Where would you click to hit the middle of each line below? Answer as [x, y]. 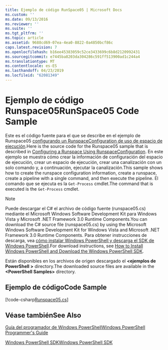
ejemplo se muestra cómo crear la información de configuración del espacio [84, 157]
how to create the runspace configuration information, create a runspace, [81, 173]
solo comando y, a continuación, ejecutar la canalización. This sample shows [84, 167]
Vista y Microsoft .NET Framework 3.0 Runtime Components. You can [76, 219]
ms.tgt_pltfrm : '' [24, 33]
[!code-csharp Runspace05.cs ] [37, 299]
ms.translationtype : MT [30, 61]
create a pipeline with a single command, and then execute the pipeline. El [82, 178]
